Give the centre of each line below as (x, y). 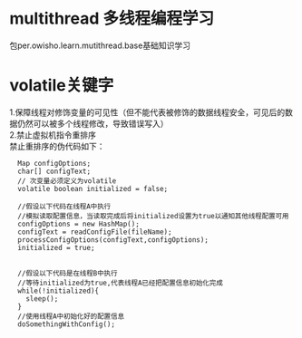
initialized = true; (56, 247)
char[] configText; (54, 171)
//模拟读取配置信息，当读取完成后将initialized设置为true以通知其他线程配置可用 (153, 216)
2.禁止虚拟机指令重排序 (53, 135)
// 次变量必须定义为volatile (67, 181)
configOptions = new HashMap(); (79, 224)
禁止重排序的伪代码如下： (57, 146)
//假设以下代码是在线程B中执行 (68, 273)
